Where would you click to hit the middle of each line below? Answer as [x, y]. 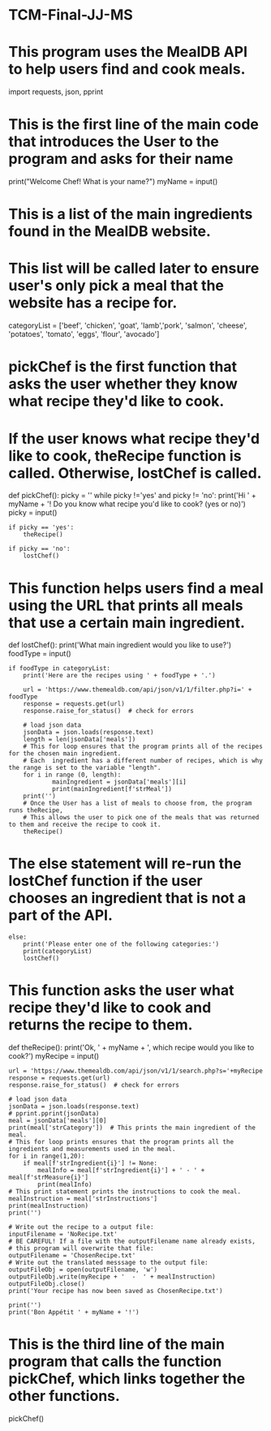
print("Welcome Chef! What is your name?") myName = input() [113, 182]
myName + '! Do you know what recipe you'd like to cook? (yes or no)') [127, 504]
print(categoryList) [58, 952]
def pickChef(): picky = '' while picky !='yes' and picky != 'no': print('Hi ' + [133, 496]
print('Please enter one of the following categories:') [121, 944]
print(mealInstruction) [49, 1206]
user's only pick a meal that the [116, 286]
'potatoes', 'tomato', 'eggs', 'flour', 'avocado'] [84, 334]
